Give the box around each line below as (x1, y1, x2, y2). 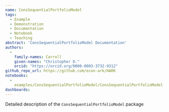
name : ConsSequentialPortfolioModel (5, 7, 82, 13)
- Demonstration (10, 21, 44, 27)
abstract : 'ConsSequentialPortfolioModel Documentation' (5, 40, 127, 45)
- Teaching (10, 36, 33, 41)
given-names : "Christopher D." (14, 59, 80, 64)
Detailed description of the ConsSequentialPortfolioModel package (5, 101, 144, 107)
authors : (5, 45, 24, 50)
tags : (5, 12, 17, 17)
